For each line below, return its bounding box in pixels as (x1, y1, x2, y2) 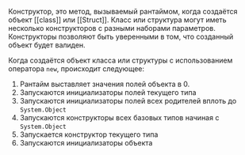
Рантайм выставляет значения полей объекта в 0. (19, 79, 190, 89)
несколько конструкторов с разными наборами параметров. (8, 24, 216, 32)
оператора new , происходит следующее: (8, 64, 145, 74)
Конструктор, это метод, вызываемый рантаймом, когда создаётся (8, 7, 238, 16)
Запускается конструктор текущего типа (19, 130, 159, 139)
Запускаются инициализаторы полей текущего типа (19, 88, 197, 97)
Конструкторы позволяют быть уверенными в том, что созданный (8, 32, 234, 41)
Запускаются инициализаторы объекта (19, 138, 153, 147)
